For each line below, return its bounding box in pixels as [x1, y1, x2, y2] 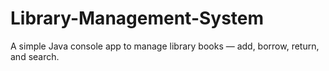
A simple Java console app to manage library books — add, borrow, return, [10, 40, 320, 52]
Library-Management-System [10, 7, 265, 30]
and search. [10, 50, 60, 62]
